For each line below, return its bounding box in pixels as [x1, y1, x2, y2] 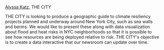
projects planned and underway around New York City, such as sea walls [5, 19, 153, 24]
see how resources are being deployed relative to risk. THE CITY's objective [5, 34, 160, 40]
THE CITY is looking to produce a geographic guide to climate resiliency [5, 14, 151, 19]
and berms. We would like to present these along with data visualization [5, 24, 150, 30]
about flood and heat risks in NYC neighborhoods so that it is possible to [5, 29, 152, 34]
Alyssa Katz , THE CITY [5, 4, 52, 10]
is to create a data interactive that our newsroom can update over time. [5, 39, 149, 45]
